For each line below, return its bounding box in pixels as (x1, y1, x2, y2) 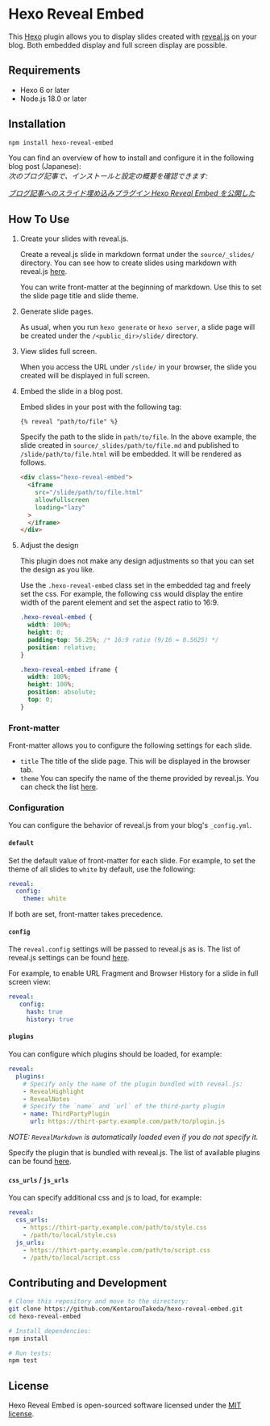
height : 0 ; (27, 628, 64, 636)
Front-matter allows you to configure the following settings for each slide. (8, 740, 252, 750)
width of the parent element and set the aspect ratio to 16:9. (19, 597, 219, 607)
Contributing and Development (8, 1276, 168, 1289)
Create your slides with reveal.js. (19, 234, 129, 243)
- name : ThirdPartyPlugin (23, 1110, 110, 1118)
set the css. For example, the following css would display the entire (19, 589, 243, 599)
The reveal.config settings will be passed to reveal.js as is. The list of (8, 944, 241, 954)
